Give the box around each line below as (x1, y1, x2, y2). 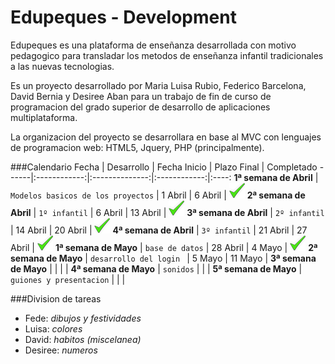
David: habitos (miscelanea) (24, 333, 142, 345)
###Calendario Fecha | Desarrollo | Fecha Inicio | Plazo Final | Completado (10, 161, 318, 173)
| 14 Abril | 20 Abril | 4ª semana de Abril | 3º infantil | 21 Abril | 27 (10, 224, 308, 236)
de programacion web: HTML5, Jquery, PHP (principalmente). (10, 141, 265, 153)
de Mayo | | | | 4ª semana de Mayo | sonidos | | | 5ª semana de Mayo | (10, 262, 303, 275)
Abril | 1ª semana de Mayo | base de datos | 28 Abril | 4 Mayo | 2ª (10, 241, 318, 253)
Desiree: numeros (24, 344, 98, 356)
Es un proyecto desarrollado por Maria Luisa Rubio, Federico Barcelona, (10, 79, 307, 91)
